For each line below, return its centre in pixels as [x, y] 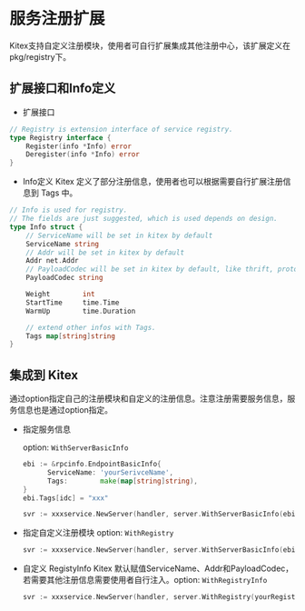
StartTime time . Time [73, 302]
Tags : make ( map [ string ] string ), [122, 481]
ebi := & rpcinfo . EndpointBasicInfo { [92, 465]
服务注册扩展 [58, 19]
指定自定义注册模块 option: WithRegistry [98, 533]
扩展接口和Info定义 [63, 89]
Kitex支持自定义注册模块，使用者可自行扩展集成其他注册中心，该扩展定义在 [150, 45]
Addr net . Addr [52, 261]
